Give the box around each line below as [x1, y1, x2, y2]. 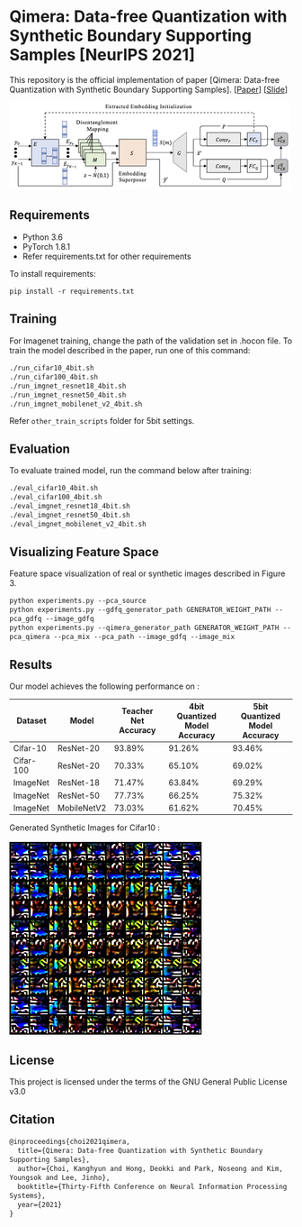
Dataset [16, 715, 47, 726]
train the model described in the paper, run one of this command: [9, 344, 251, 355]
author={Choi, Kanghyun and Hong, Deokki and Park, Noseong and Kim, [17, 1164, 283, 1173]
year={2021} [17, 1200, 63, 1209]
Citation [9, 1112, 56, 1128]
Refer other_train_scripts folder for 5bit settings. [9, 415, 195, 426]
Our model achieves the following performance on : [9, 681, 200, 691]
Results [9, 656, 53, 673]
